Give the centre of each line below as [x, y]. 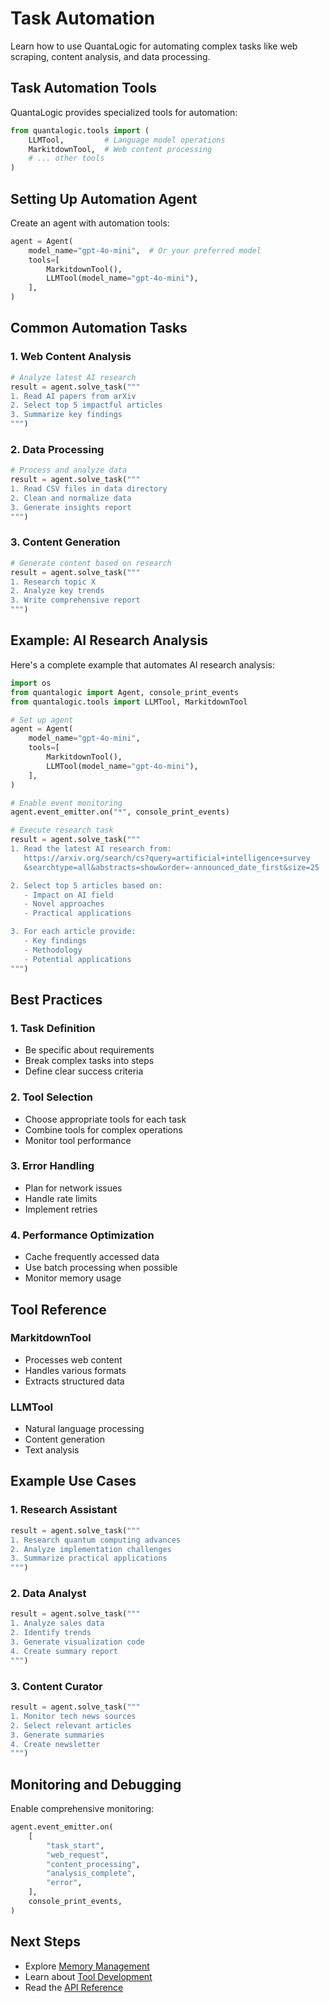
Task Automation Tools [83, 88]
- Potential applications [77, 959]
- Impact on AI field [68, 895]
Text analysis [52, 1450]
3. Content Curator [56, 1686]
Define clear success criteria [84, 1071]
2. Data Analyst [48, 1594]
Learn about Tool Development [88, 1976]
